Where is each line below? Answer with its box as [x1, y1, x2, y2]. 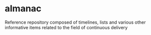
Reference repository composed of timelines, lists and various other [5, 19, 146, 25]
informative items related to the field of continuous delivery [5, 24, 128, 30]
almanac [5, 3, 41, 14]
